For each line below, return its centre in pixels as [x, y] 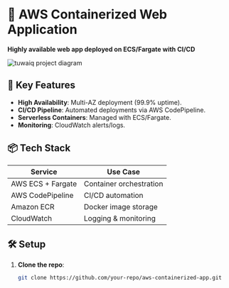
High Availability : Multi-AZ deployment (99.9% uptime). [100, 102]
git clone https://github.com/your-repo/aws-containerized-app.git [119, 278]
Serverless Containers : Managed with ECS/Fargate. [95, 117]
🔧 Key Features [42, 85]
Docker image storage [121, 206]
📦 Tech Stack [39, 148]
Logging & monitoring [120, 218]
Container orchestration [124, 184]
